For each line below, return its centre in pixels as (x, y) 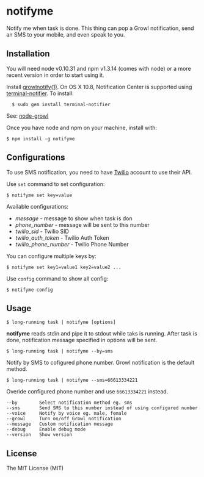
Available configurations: (38, 206)
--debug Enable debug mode (46, 429)
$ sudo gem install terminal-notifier (61, 104)
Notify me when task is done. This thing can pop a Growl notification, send (100, 28)
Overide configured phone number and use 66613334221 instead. (87, 392)
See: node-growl (27, 116)
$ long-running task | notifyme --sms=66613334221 (72, 380)
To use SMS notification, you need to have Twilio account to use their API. (99, 172)
